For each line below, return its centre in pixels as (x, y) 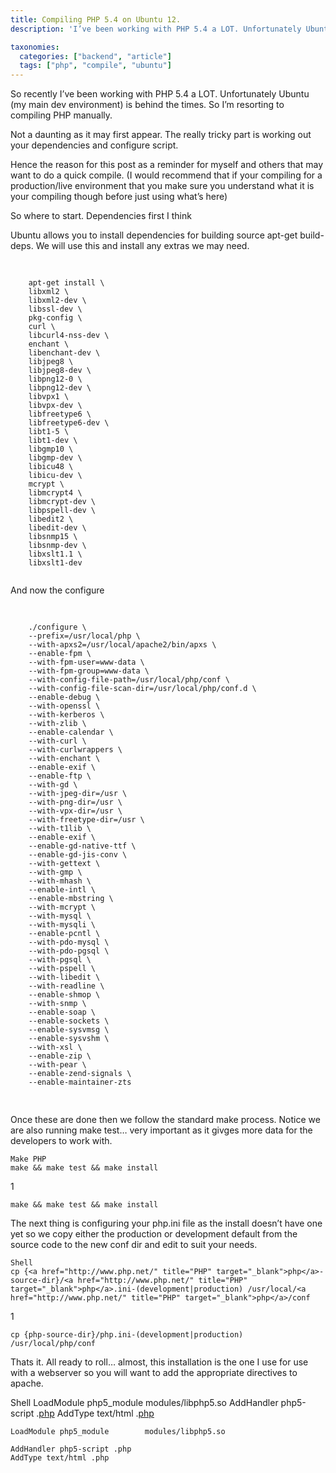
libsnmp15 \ (53, 537)
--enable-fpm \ (60, 654)
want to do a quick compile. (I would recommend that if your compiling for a (166, 175)
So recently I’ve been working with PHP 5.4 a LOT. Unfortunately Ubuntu (160, 94)
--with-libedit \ (64, 977)
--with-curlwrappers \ (75, 750)
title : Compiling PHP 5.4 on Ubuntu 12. (96, 19)
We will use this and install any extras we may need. (142, 246)
